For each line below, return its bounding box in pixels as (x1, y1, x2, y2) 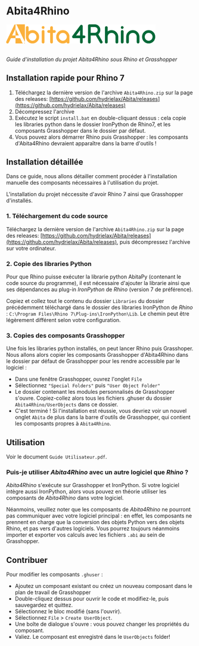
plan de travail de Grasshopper (14, 589, 91, 596)
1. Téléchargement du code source (6, 212, 108, 221)
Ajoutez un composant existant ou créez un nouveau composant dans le (14, 583, 192, 590)
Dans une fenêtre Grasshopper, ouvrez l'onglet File (14, 375, 142, 383)
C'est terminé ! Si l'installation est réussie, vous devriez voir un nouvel (14, 408, 187, 415)
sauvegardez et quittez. (14, 602, 73, 609)
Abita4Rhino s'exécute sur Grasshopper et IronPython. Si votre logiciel (6, 482, 180, 489)
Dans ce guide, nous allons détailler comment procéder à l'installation (6, 173, 178, 180)
